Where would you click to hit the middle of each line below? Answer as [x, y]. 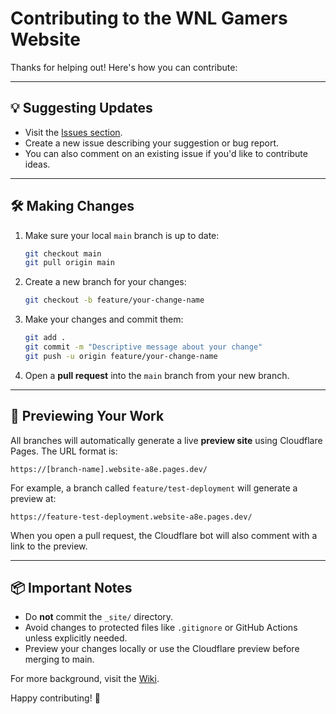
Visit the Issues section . [73, 132]
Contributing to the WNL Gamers [149, 18]
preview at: [33, 498]
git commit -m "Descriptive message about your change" [143, 347]
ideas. [37, 164]
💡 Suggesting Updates [81, 108]
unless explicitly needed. [76, 638]
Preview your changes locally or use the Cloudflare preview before [162, 649]
